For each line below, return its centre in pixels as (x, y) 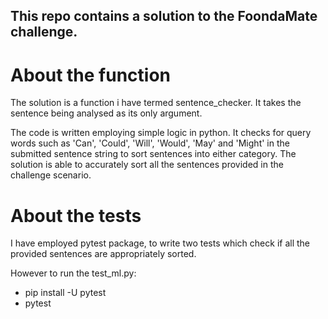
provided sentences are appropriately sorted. (103, 254)
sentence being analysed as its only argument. (106, 113)
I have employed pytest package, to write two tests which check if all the (160, 243)
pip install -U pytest (65, 293)
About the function (91, 75)
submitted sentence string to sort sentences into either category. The (153, 154)
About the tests (76, 215)
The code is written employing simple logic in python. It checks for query (161, 133)
